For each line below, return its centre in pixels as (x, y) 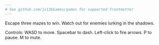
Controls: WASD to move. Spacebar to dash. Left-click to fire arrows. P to (79, 32)
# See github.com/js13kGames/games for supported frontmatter (69, 9)
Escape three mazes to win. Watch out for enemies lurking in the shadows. (80, 23)
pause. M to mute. (23, 37)
